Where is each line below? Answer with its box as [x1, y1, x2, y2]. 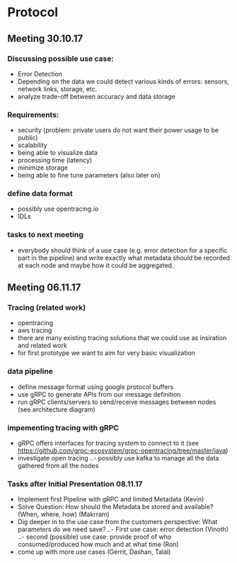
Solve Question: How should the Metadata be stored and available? [17, 503, 214, 511]
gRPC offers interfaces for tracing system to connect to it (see [17, 439, 200, 448]
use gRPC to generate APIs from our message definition [17, 390, 181, 398]
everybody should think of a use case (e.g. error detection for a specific [17, 245, 228, 255]
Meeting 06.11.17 [7, 281, 81, 294]
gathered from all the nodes [17, 461, 99, 470]
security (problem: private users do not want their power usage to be [17, 126, 219, 134]
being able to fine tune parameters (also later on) [17, 171, 161, 180]
